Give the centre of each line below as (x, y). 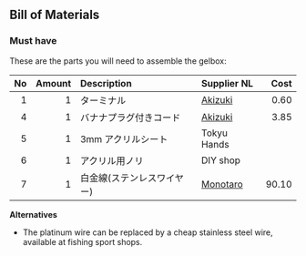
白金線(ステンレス (119, 178)
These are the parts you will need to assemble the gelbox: (118, 61)
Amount (54, 83)
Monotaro (222, 184)
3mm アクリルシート (124, 138)
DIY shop (221, 160)
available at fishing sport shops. (82, 241)
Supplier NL (227, 83)
